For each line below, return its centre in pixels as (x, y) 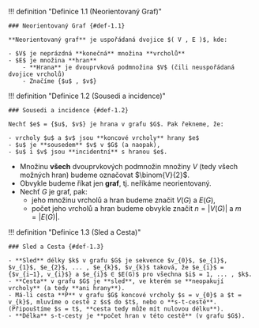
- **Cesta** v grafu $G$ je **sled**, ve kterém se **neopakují (116, 281)
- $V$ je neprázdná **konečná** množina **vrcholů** (97, 54)
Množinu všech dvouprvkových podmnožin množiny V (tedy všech (129, 166)
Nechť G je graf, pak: (54, 192)
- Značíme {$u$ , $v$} (60, 81)
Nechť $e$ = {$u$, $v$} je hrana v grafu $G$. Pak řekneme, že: (116, 124)
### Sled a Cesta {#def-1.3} (56, 247)
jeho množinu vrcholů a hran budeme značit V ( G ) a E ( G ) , (123, 200)
